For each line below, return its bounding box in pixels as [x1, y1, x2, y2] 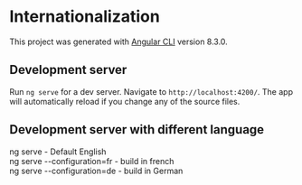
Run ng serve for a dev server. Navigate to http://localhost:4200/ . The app [9, 86, 294, 97]
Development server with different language [9, 122, 265, 137]
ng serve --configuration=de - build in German [9, 165, 184, 176]
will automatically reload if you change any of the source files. [9, 96, 241, 106]
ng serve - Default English [9, 146, 107, 157]
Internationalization [9, 6, 160, 27]
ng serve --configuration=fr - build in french [9, 155, 175, 166]
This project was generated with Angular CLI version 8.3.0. [9, 36, 228, 47]
